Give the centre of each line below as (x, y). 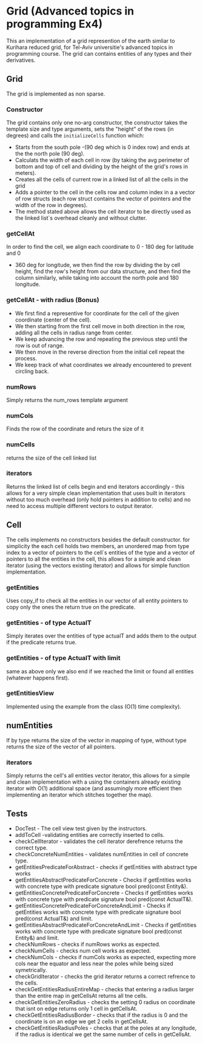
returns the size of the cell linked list (52, 458)
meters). (25, 173)
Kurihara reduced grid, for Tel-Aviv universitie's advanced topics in (90, 47)
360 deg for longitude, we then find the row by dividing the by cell (98, 265)
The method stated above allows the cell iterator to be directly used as (103, 212)
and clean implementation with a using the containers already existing (93, 782)
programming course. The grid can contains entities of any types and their (99, 53)
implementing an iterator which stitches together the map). (79, 795)
